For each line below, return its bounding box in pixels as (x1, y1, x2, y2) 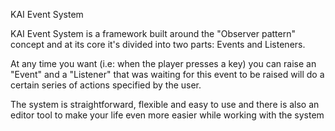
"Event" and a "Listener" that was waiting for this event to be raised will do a (10, 69, 325, 80)
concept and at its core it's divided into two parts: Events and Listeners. (10, 39, 306, 50)
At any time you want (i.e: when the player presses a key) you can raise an (10, 58, 317, 69)
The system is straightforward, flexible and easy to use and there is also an (10, 99, 320, 110)
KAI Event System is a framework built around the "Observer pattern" (10, 28, 296, 39)
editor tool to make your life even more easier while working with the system (10, 109, 325, 121)
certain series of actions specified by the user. (10, 79, 202, 91)
